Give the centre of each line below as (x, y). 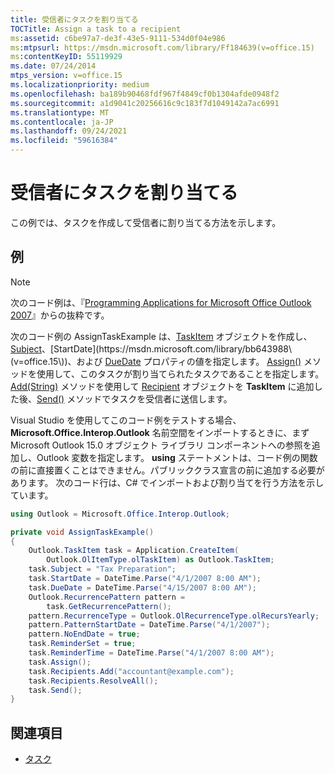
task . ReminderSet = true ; (82, 644)
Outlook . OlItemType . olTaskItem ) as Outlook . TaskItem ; (160, 560)
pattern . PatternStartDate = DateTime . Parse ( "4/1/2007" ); (149, 625)
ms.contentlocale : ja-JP (62, 122)
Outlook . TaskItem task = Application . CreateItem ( (134, 551)
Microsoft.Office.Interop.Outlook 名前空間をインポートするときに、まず (160, 432)
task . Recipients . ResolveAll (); (93, 681)
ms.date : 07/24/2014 (53, 66)
